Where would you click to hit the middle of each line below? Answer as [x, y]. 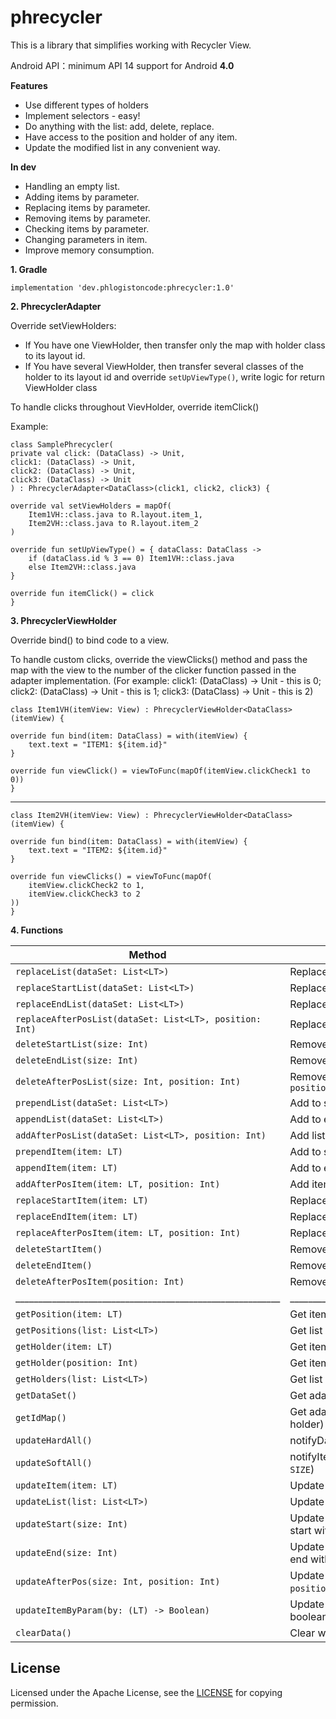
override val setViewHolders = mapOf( [91, 506]
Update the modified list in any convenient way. [122, 147]
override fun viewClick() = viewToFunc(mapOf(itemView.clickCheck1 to [160, 771]
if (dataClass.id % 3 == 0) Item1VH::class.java [131, 558]
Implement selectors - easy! [82, 115]
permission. [34, 1703]
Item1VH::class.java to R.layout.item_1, [115, 514]
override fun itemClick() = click [82, 593]
